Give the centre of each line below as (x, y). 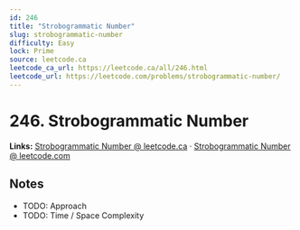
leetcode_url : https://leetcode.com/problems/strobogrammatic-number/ (145, 77)
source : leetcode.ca (48, 60)
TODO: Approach (55, 206)
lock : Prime (32, 51)
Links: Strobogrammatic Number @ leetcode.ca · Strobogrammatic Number (150, 146)
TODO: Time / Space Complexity (83, 215)
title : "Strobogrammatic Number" (72, 26)
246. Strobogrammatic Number (129, 120)
